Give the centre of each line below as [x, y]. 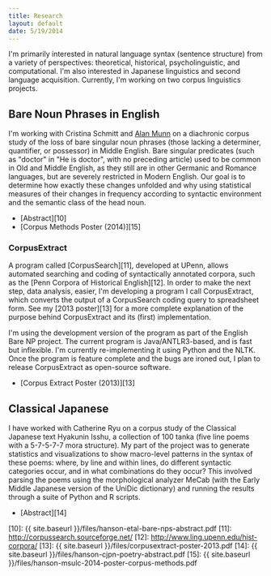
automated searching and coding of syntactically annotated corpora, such [132, 274]
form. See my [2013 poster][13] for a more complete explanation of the [126, 308]
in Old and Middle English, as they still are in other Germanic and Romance [133, 168]
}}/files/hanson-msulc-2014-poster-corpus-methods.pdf [103, 563]
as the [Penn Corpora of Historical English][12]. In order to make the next [130, 283]
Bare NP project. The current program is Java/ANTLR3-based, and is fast [130, 342]
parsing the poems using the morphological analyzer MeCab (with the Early [134, 480]
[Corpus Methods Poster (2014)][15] [80, 227]
